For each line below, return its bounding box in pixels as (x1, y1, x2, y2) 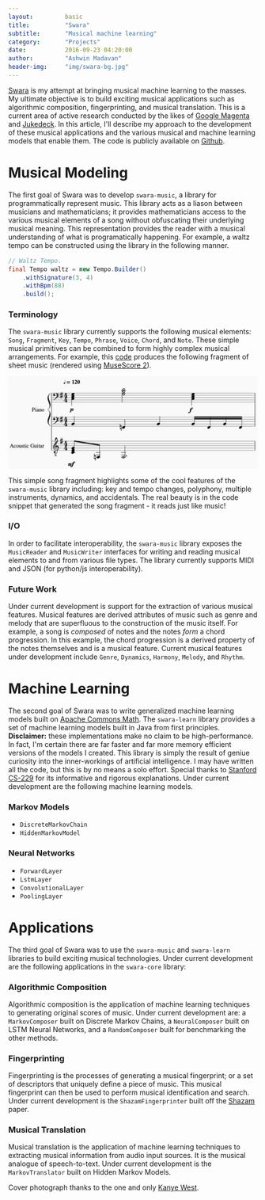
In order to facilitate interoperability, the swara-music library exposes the (8, 539, 243, 548)
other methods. (8, 1033, 59, 1042)
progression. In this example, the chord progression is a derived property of (8, 635, 256, 645)
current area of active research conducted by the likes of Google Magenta (8, 111, 250, 120)
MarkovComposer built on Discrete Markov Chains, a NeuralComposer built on (8, 1016, 250, 1026)
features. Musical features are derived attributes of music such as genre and (8, 610, 258, 619)
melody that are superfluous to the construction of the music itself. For (8, 619, 239, 628)
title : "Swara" (8, 21, 90, 29)
